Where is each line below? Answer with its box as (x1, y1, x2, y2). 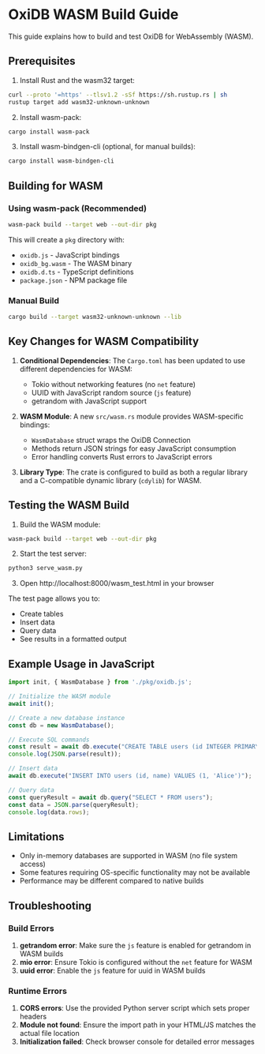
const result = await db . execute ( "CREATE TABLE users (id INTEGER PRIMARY (8, 743, 259, 751)
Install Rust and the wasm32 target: (19, 75, 136, 84)
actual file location (19, 1029, 80, 1038)
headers (19, 1012, 47, 1022)
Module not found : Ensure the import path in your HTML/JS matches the (19, 1020, 256, 1030)
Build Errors (8, 922, 54, 933)
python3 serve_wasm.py (8, 565, 83, 572)
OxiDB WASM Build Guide (8, 6, 179, 24)
